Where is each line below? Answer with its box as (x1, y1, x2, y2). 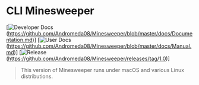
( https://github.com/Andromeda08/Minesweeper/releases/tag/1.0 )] (6, 55, 170, 62)
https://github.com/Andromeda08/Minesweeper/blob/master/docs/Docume (8, 30, 193, 37)
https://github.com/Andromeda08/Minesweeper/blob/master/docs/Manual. (8, 42, 192, 50)
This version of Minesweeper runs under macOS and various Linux (20, 66, 185, 73)
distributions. (20, 73, 53, 80)
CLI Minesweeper (6, 4, 95, 18)
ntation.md (6, 36, 33, 43)
